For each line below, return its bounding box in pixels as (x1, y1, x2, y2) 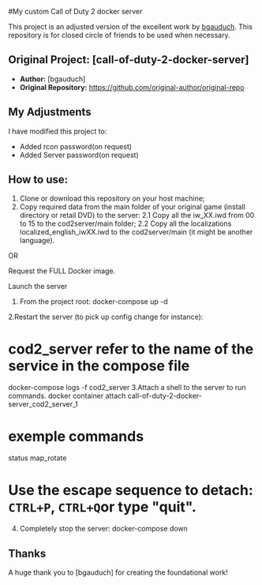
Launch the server (8, 282, 68, 291)
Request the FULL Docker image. (8, 266, 116, 276)
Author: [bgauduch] (19, 74, 86, 84)
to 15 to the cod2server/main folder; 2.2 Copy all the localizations (19, 219, 232, 228)
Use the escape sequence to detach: (8, 481, 254, 499)
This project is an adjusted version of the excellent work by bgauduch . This (8, 22, 253, 31)
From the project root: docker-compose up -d (19, 297, 168, 306)
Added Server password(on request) (19, 150, 140, 159)
